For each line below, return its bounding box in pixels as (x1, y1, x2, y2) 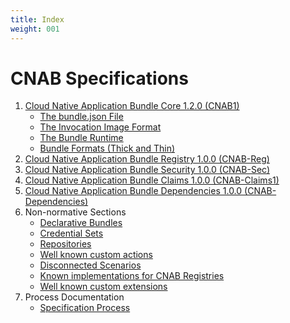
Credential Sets (39, 227, 104, 240)
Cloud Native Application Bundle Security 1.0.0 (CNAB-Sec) (24, 164, 271, 176)
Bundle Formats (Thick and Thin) (39, 142, 176, 155)
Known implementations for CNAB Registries (39, 270, 225, 282)
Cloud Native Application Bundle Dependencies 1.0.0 (24, 185, 243, 197)
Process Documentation (24, 291, 125, 303)
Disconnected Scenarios (39, 259, 142, 271)
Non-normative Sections (24, 206, 127, 218)
